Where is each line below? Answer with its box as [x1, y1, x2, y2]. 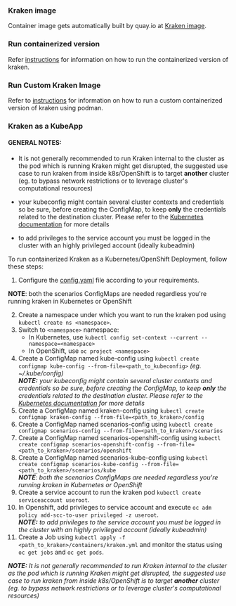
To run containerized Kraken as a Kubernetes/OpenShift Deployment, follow [8, 255, 228, 264]
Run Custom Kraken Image [8, 80, 101, 90]
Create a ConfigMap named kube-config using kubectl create [18, 354, 199, 363]
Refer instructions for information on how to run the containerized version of [8, 55, 229, 63]
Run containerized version [8, 39, 100, 49]
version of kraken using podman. [8, 103, 104, 112]
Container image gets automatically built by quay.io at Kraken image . [8, 22, 206, 30]
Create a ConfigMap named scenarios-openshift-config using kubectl [18, 434, 221, 442]
